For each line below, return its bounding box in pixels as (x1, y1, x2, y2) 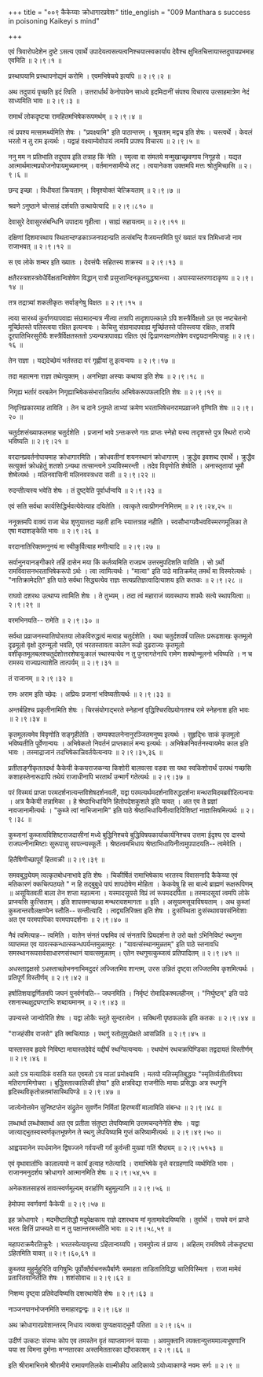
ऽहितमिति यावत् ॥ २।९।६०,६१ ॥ (8, 1249, 96, 1257)
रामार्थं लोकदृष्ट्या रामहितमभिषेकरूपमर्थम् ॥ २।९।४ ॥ (8, 112, 143, 121)
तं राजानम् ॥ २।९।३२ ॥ (8, 674, 73, 683)
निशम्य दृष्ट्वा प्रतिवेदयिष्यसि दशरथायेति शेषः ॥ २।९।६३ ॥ (8, 1289, 154, 1298)
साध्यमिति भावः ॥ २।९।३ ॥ (8, 96, 80, 105)
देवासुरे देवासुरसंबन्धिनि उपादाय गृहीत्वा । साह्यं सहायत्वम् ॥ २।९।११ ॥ (8, 217, 185, 226)
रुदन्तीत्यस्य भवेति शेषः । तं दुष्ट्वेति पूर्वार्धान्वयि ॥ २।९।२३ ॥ (8, 486, 162, 495)
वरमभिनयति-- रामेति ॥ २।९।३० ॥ (8, 616, 100, 625)
